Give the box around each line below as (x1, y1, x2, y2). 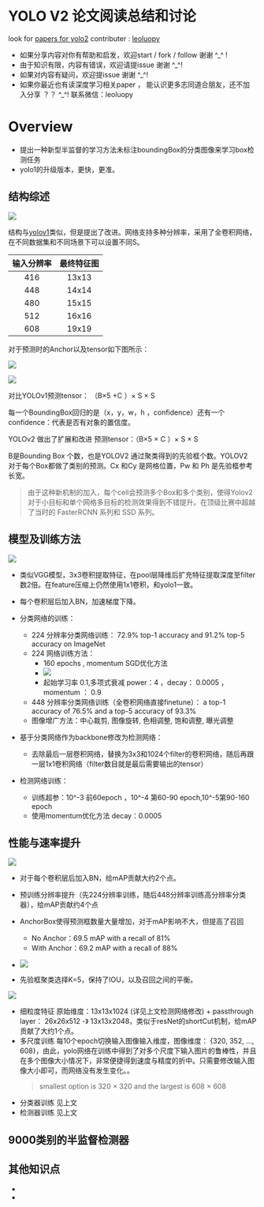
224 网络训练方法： (31, 649, 95, 658)
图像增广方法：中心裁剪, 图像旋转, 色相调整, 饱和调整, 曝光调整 (31, 716, 234, 725)
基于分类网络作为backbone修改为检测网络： (19, 732, 163, 742)
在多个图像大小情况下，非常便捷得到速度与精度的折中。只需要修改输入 (19, 1056, 248, 1066)
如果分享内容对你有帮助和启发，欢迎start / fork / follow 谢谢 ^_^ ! (19, 50, 229, 59)
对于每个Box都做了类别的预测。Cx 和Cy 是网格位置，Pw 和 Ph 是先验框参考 (8, 461, 254, 470)
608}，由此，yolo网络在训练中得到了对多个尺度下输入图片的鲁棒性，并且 (19, 1046, 257, 1055)
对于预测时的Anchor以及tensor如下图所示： (8, 344, 150, 354)
